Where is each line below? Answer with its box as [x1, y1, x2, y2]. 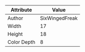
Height [7, 31, 23, 38]
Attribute [10, 6, 32, 13]
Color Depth [7, 39, 36, 46]
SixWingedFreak [40, 15, 78, 22]
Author [7, 15, 23, 22]
